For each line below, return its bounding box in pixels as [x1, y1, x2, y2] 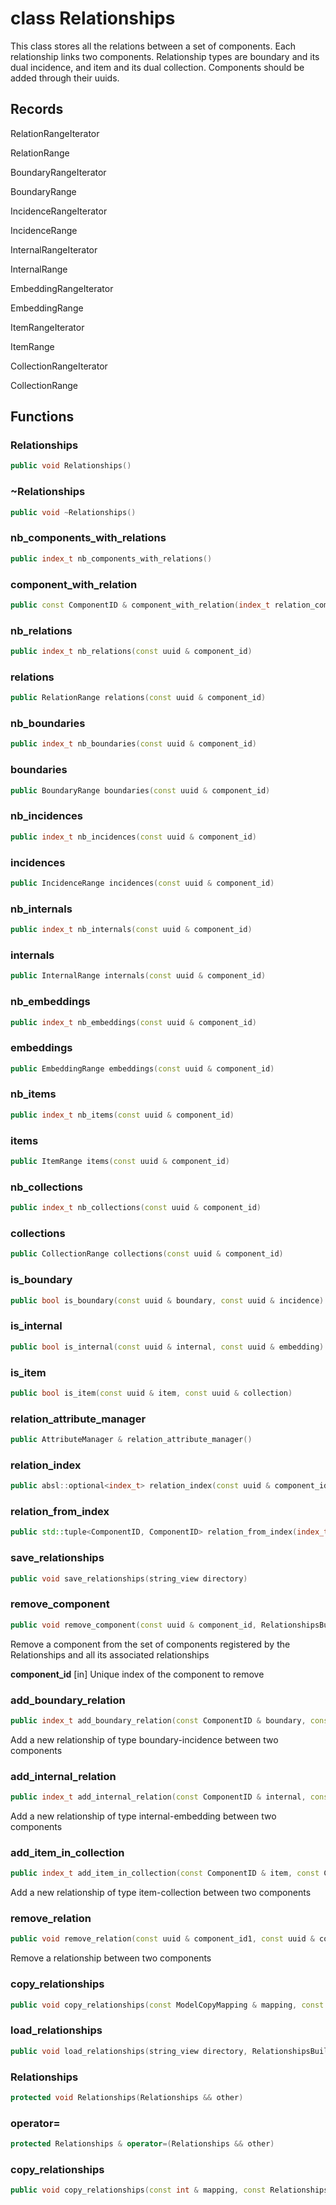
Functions [10, 408, 75, 426]
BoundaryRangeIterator [10, 166, 107, 178]
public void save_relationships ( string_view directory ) [10, 1573, 248, 1584]
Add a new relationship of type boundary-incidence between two [10, 1733, 279, 1746]
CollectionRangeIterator [10, 360, 108, 372]
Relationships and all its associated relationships [10, 1648, 210, 1661]
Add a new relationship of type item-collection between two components [10, 1887, 312, 1899]
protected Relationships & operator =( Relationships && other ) [10, 2139, 275, 2149]
